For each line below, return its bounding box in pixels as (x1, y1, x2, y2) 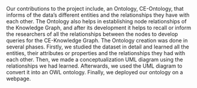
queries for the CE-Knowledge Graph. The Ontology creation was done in (6, 37, 188, 44)
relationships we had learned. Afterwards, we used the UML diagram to (6, 62, 183, 69)
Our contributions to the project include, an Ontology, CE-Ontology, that (6, 5, 184, 12)
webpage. (6, 75, 31, 82)
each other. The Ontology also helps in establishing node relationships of (6, 18, 187, 25)
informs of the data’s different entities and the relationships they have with (6, 11, 190, 19)
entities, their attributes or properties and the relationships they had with (6, 50, 185, 56)
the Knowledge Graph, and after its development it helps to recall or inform (6, 24, 191, 31)
